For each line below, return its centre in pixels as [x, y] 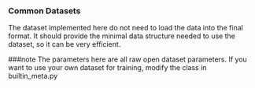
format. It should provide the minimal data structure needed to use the [122, 36]
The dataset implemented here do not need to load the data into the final [126, 28]
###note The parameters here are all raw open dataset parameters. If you [128, 59]
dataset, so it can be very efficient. [65, 44]
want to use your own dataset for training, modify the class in [107, 68]
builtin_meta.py [33, 76]
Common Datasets [44, 11]
